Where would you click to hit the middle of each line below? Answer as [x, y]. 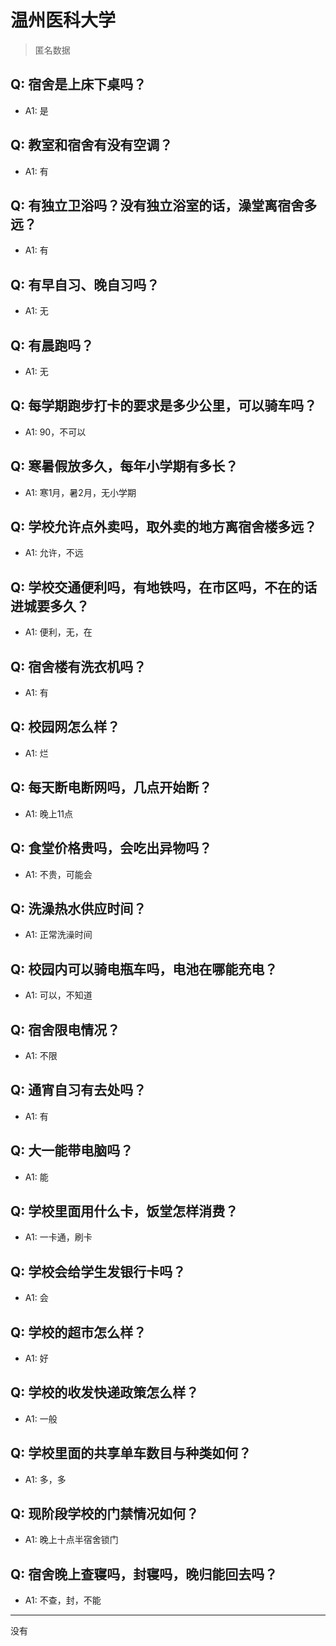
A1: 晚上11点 [49, 813]
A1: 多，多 [45, 1479]
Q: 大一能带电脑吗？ [72, 1151]
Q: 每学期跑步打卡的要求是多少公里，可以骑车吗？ [164, 406]
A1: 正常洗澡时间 [58, 935]
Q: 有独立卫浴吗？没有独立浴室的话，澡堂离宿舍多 [164, 205]
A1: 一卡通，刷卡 [58, 1237]
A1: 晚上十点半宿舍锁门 [71, 1540]
